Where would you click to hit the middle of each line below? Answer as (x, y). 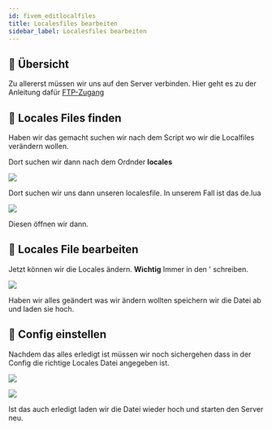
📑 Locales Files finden (65, 118)
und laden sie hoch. (41, 309)
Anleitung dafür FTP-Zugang (56, 92)
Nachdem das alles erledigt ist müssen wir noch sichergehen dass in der (130, 354)
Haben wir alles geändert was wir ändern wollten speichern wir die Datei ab (135, 300)
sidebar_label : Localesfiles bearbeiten (78, 31)
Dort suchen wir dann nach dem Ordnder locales (91, 162)
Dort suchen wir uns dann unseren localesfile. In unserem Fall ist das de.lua (135, 193)
